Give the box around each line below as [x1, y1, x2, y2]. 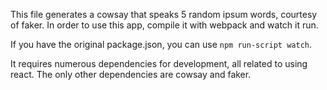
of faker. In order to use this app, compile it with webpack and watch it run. [10, 19, 319, 31]
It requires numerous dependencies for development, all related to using [10, 58, 308, 69]
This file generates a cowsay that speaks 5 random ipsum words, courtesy [10, 9, 318, 20]
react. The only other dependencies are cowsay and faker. [10, 69, 252, 80]
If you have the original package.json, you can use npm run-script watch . [10, 39, 313, 50]
